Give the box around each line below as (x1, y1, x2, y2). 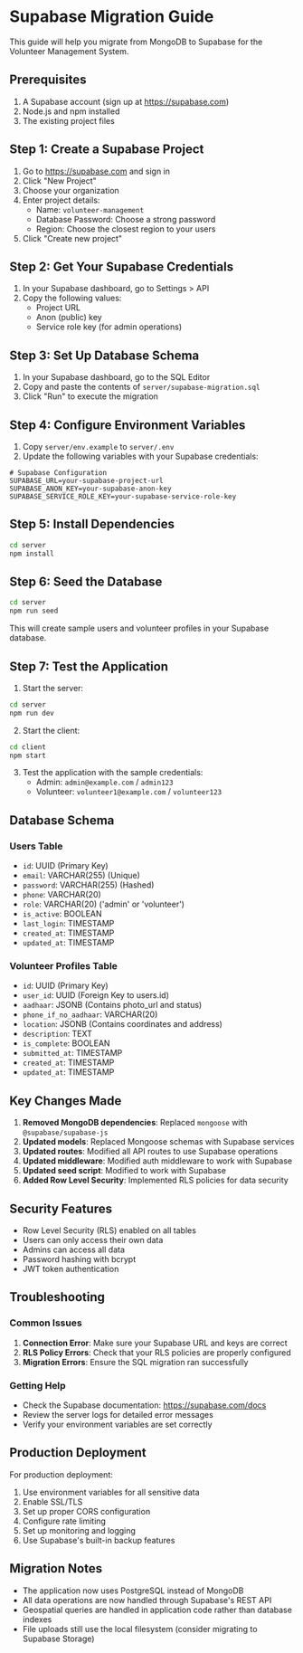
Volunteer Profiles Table (9, 960, 118, 973)
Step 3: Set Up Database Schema (9, 347, 200, 363)
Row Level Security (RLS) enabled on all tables (22, 1225, 197, 1236)
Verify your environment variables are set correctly (22, 1419, 213, 1430)
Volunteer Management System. (9, 45, 129, 56)
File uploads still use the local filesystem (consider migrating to (22, 1623, 258, 1634)
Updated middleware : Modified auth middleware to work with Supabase (22, 1155, 292, 1166)
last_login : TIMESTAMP (22, 918, 115, 929)
